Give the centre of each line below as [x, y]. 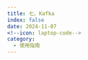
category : [21, 39]
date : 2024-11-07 [32, 26]
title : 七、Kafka [31, 13]
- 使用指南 [27, 46]
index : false [26, 20]
